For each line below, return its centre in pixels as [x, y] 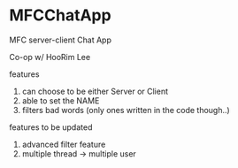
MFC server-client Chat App [61, 40]
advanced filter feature [64, 144]
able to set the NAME [61, 100]
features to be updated [51, 127]
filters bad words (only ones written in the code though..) [126, 110]
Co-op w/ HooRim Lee [50, 57]
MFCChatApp [61, 15]
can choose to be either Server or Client [95, 91]
